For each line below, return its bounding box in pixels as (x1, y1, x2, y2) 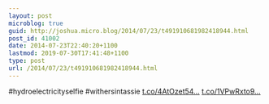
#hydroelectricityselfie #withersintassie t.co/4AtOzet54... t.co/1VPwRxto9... (8, 86, 262, 96)
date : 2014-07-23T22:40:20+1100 (8, 42, 118, 50)
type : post (8, 57, 46, 65)
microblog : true (8, 19, 63, 27)
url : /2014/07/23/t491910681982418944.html (8, 64, 158, 73)
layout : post (8, 11, 53, 20)
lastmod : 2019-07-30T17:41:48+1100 (8, 49, 129, 57)
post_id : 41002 (8, 34, 60, 43)
